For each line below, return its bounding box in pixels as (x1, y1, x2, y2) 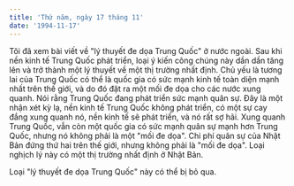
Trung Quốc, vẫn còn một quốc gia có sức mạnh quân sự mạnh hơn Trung (9, 120, 278, 131)
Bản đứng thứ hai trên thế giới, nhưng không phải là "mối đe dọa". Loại (9, 139, 265, 151)
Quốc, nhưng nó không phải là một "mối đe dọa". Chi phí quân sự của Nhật (9, 130, 281, 141)
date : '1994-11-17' (9, 21, 81, 30)
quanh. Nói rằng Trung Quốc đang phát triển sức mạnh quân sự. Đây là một (9, 92, 283, 103)
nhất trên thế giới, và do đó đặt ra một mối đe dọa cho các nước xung (9, 83, 261, 94)
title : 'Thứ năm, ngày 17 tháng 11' (9, 12, 144, 22)
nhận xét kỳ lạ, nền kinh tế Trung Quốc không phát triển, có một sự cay (9, 102, 268, 112)
